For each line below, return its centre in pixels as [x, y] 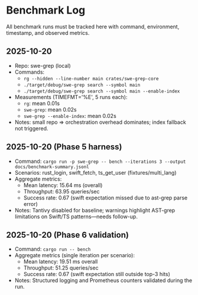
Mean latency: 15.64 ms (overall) [63, 185]
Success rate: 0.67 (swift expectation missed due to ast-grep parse [106, 198]
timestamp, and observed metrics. [48, 32]
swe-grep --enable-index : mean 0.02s [70, 116]
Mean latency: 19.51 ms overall [61, 262]
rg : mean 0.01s [42, 103]
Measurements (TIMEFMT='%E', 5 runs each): [71, 97]
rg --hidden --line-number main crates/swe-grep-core [91, 78]
